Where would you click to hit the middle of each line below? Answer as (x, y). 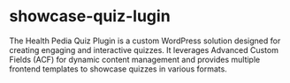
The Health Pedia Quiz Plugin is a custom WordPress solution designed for (145, 41)
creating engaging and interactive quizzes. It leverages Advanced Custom (144, 49)
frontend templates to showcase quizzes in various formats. (118, 69)
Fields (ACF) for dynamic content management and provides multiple (135, 59)
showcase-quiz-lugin (90, 16)
